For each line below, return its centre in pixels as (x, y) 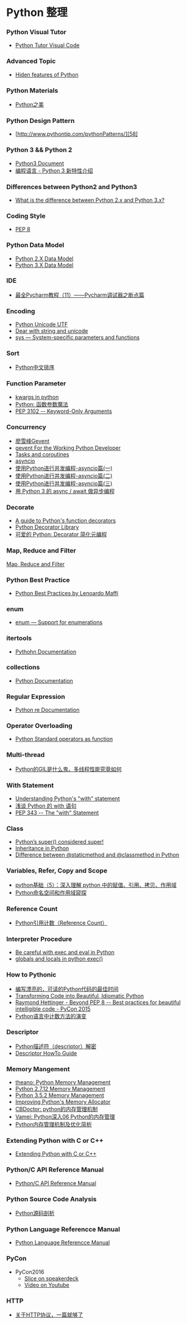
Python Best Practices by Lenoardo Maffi (67, 593)
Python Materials (32, 91)
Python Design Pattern (41, 121)
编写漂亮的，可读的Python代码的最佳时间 (67, 989)
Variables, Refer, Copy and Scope (57, 871)
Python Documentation (44, 680)
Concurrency (26, 427)
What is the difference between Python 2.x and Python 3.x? (90, 200)
